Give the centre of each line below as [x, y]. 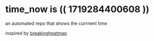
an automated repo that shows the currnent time [56, 23]
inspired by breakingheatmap [36, 33]
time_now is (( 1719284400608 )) [77, 9]
